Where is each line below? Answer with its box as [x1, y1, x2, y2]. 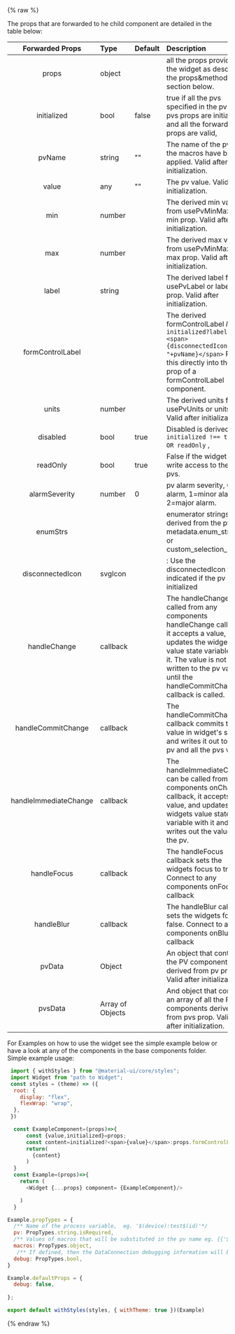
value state [166, 646, 203, 655]
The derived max [166, 235, 222, 245]
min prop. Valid [166, 215, 215, 224]
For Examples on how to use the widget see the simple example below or [7, 1039, 218, 1047]
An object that [166, 948, 213, 958]
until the [166, 672, 194, 682]
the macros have [166, 149, 222, 158]
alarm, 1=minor [166, 489, 217, 498]
